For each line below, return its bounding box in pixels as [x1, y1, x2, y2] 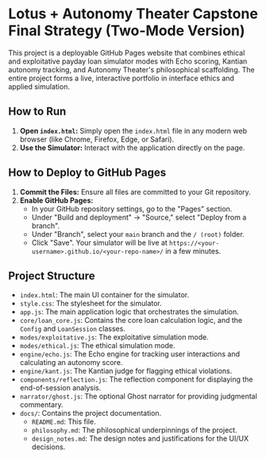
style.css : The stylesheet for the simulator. [19, 299, 163, 309]
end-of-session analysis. [19, 383, 102, 393]
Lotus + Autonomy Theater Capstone [8, 5, 258, 23]
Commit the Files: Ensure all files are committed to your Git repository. [19, 187, 252, 196]
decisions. [31, 442, 66, 452]
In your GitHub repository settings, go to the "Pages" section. [31, 204, 233, 213]
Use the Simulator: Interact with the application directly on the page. [19, 142, 245, 152]
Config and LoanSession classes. [19, 324, 125, 334]
